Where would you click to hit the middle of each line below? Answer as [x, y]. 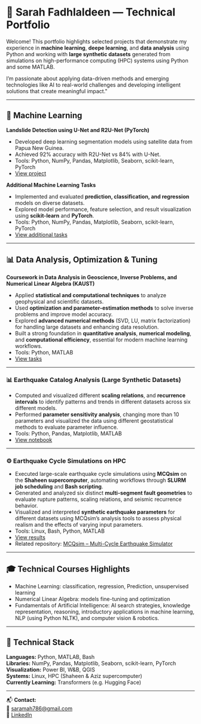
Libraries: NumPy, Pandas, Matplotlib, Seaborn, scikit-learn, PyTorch [91, 663]
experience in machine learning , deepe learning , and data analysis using [98, 48]
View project [31, 173]
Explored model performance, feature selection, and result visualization [103, 209]
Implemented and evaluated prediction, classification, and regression [102, 196]
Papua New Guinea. [39, 148]
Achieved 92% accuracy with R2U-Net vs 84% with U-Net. [88, 154]
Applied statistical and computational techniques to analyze [90, 295]
